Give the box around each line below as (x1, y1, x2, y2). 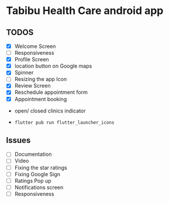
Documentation (14, 150, 52, 158)
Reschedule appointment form (14, 89, 88, 96)
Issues (6, 135, 31, 145)
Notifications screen (14, 184, 64, 191)
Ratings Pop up (14, 177, 51, 184)
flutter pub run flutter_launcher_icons (14, 120, 115, 125)
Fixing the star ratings (14, 164, 67, 171)
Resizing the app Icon (14, 76, 67, 83)
